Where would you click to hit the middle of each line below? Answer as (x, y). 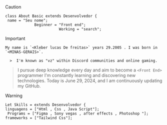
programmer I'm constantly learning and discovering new (76, 75)
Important (15, 38)
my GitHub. (29, 86)
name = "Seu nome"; (28, 20)
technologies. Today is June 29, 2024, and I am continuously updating (90, 81)
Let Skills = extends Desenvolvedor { (45, 105)
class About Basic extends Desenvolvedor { (51, 16)
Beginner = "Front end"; (60, 25)
